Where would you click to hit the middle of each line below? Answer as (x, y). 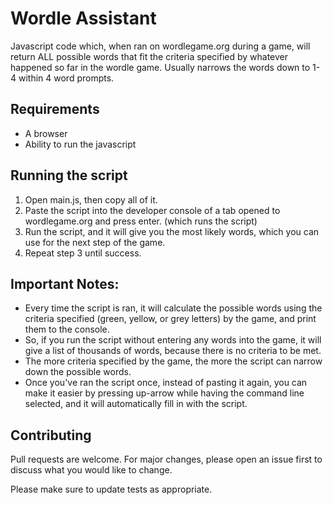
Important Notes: (65, 283)
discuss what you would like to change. (91, 470)
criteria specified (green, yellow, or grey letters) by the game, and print (170, 319)
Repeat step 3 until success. (83, 253)
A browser (46, 133)
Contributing (51, 435)
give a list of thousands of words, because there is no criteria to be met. (173, 351)
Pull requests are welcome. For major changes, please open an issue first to (166, 459)
